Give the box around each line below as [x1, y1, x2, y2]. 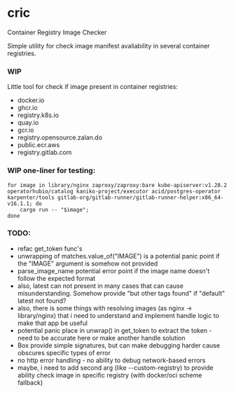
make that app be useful [17, 319, 88, 327]
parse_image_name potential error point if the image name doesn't [17, 266, 210, 275]
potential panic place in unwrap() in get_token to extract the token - [17, 326, 212, 334]
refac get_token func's [17, 244, 83, 253]
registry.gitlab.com [17, 149, 72, 157]
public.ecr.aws [17, 141, 60, 149]
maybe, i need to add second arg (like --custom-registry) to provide [17, 363, 214, 372]
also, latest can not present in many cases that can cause [17, 282, 184, 290]
